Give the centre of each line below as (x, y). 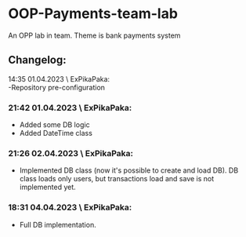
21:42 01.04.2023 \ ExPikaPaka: (70, 108)
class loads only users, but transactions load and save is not (117, 179)
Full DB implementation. (58, 224)
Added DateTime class (56, 133)
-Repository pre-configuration (57, 87)
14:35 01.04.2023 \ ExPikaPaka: (59, 78)
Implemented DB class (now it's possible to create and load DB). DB (129, 170)
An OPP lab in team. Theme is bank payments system (94, 35)
